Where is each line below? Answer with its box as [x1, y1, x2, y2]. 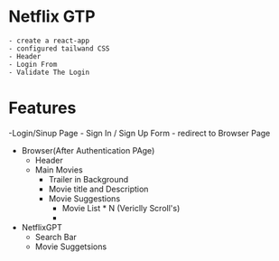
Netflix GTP [8, 6, 96, 27]
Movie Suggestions [48, 192, 121, 204]
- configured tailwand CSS [8, 43, 110, 53]
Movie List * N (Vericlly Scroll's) [61, 202, 181, 213]
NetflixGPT [21, 221, 62, 232]
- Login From [8, 60, 58, 69]
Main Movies [34, 164, 83, 175]
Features [8, 98, 77, 118]
